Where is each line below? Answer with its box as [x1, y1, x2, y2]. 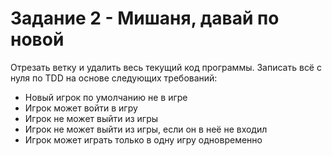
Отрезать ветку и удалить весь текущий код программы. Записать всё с [10, 61, 322, 73]
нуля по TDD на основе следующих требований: [10, 72, 218, 84]
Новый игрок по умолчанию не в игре [24, 91, 188, 103]
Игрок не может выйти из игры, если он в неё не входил [24, 123, 268, 135]
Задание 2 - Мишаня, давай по [10, 7, 280, 30]
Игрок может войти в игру [24, 102, 138, 114]
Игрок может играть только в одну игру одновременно [24, 133, 263, 146]
